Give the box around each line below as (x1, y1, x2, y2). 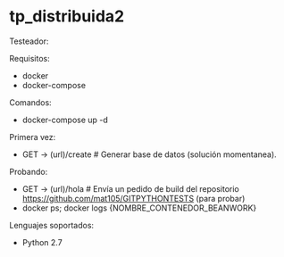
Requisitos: (9, 53, 51, 63)
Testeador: (9, 36, 49, 46)
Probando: (9, 166, 48, 177)
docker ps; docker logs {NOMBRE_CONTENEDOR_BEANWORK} (21, 203, 257, 213)
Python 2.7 (21, 236, 63, 247)
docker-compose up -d (21, 114, 109, 125)
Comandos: (9, 96, 52, 108)
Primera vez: (9, 131, 56, 142)
